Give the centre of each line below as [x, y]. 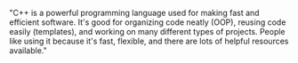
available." [28, 51]
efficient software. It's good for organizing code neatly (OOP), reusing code [148, 22]
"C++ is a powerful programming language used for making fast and [134, 13]
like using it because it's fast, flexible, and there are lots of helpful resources [149, 41]
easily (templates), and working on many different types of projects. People [148, 31]
